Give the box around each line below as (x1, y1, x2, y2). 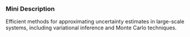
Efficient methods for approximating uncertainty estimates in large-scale (5, 18, 185, 25)
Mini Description (5, 5, 55, 13)
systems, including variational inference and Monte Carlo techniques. (5, 24, 177, 31)
